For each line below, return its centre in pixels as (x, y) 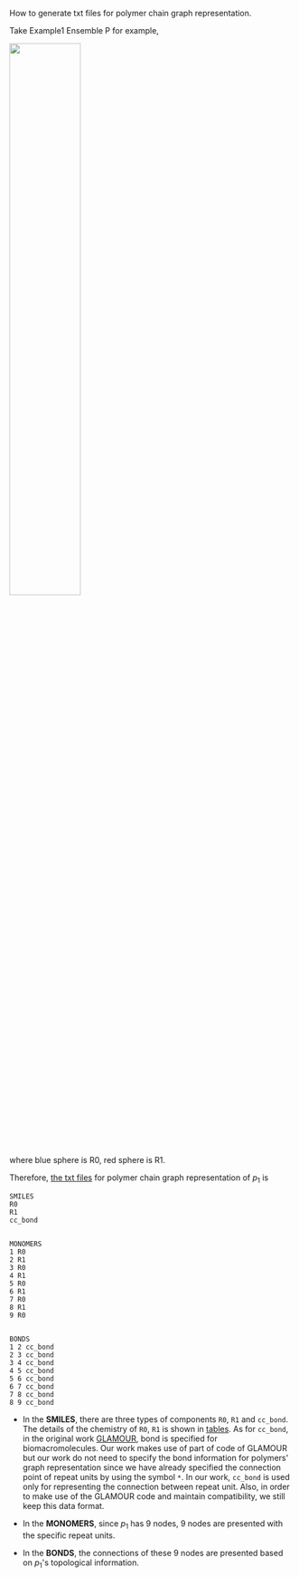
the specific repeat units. (69, 1535)
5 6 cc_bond (32, 1379)
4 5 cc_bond (32, 1370)
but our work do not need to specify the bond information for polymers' (155, 1457)
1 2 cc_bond (32, 1347)
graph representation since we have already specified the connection (152, 1467)
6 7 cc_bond (32, 1386)
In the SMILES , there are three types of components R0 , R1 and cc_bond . (155, 1419)
